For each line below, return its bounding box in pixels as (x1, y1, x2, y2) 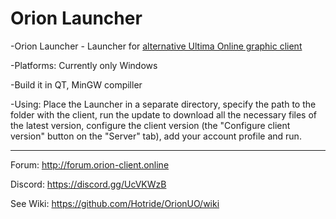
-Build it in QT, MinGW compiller (10, 78, 143, 91)
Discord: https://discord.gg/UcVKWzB (10, 178, 167, 190)
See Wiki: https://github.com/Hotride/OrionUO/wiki (10, 197, 220, 209)
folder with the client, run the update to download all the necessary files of (10, 108, 318, 121)
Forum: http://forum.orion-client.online (10, 158, 170, 171)
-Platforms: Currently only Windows (10, 59, 158, 71)
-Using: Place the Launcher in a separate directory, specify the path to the (10, 98, 317, 110)
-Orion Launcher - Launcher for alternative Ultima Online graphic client (10, 40, 303, 52)
